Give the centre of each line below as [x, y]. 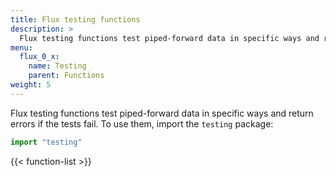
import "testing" [46, 142]
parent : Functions [66, 76]
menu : [21, 47]
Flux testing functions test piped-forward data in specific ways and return [162, 113]
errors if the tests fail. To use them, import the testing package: [142, 123]
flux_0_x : [39, 57]
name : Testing [57, 66]
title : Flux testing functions [75, 19]
